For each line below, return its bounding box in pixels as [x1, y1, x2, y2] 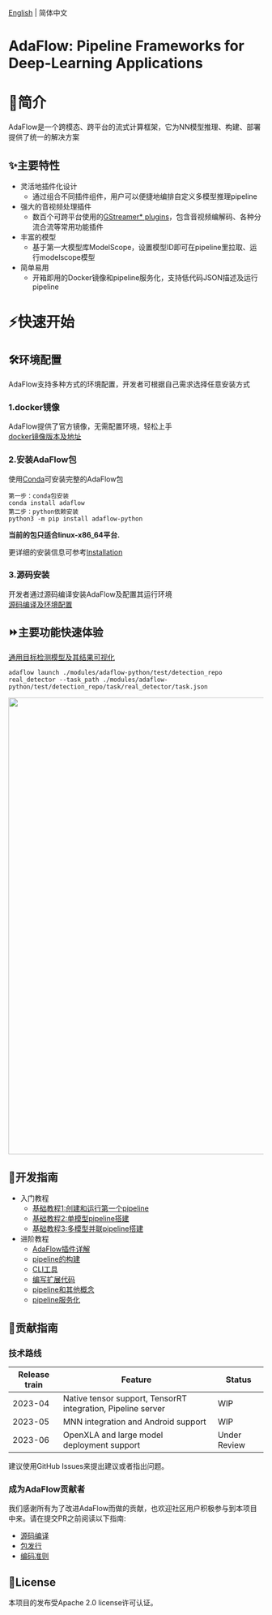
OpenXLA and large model [62, 1429, 164, 1440]
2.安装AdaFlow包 [8, 454, 77, 465]
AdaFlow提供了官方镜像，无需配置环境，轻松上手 [8, 421, 172, 431]
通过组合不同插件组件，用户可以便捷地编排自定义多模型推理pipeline [32, 191, 257, 201]
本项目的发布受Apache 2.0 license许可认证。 [8, 1598, 158, 1608]
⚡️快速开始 [8, 313, 75, 331]
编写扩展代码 [32, 1275, 75, 1285]
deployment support [62, 1440, 140, 1451]
